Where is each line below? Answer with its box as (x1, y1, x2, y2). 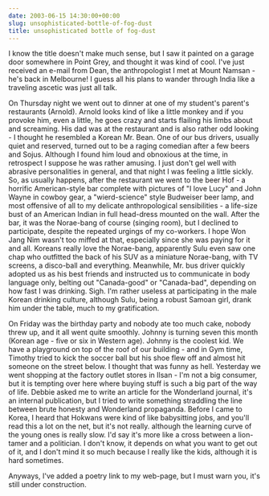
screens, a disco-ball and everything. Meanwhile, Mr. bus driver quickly (8, 260, 246, 270)
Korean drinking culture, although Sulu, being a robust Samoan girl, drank (8, 295, 251, 305)
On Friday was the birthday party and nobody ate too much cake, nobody (8, 319, 251, 329)
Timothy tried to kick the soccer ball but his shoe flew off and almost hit (8, 353, 246, 363)
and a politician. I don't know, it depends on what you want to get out (29, 439, 258, 449)
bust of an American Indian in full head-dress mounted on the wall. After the (8, 210, 260, 219)
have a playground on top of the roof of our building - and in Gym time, (8, 345, 243, 355)
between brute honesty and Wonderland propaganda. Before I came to (8, 404, 243, 414)
